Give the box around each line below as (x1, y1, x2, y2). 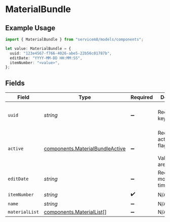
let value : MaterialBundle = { (5, 46, 71, 51)
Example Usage (5, 24, 56, 32)
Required (131, 94, 153, 101)
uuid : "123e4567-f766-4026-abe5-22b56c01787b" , (10, 50, 112, 56)
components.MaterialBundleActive (44, 145, 126, 152)
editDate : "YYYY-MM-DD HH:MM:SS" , (10, 55, 82, 61)
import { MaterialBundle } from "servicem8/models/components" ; (5, 37, 144, 42)
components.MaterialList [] (44, 208, 107, 215)
